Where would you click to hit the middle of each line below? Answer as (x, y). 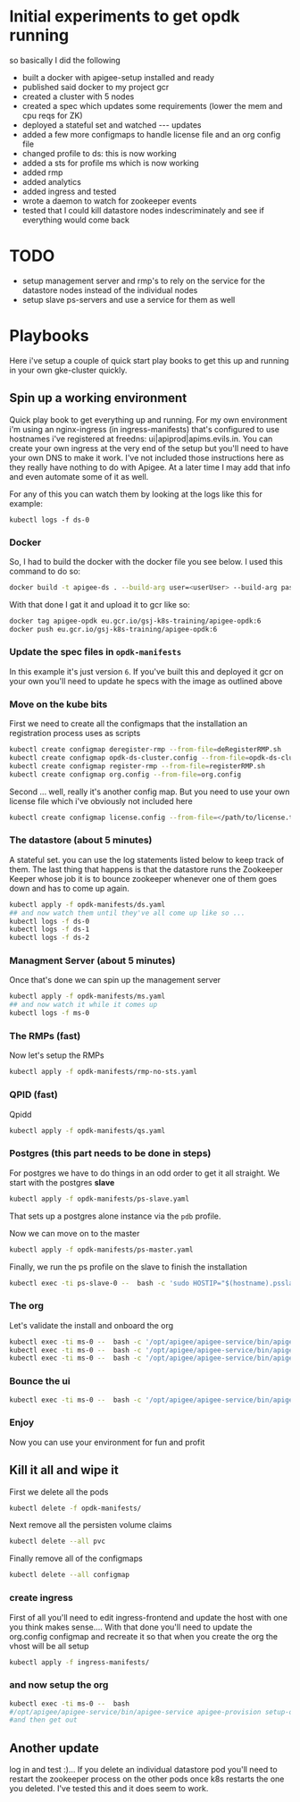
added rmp (42, 172)
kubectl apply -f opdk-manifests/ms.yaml (87, 997)
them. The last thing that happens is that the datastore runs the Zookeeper (146, 869)
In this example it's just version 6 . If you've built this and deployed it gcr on (146, 671)
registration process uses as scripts (75, 733)
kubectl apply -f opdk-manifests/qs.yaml (87, 1131)
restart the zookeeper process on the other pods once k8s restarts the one (147, 1779)
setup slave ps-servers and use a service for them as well (129, 299)
